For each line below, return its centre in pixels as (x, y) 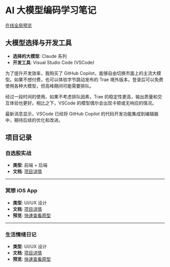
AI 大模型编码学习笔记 (51, 10)
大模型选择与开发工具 (38, 43)
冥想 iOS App (22, 190)
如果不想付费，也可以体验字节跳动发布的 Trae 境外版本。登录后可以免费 (89, 80)
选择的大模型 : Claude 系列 (40, 56)
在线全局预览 (18, 25)
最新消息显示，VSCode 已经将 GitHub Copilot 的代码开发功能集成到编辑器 (82, 113)
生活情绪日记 (21, 235)
